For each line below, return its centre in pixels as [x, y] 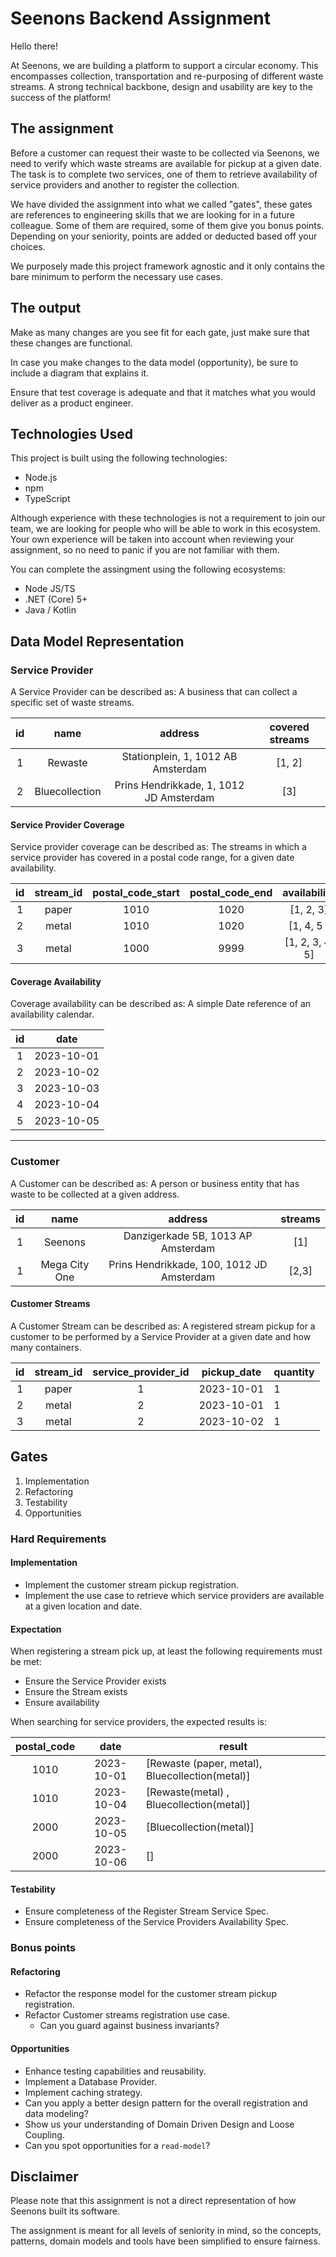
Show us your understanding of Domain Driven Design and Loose [159, 2124]
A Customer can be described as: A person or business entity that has [155, 1183]
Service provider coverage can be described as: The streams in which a [158, 847]
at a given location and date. [83, 1606]
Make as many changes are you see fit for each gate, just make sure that [160, 332]
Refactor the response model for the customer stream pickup [150, 1994]
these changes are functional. [71, 343]
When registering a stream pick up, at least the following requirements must [166, 1651]
